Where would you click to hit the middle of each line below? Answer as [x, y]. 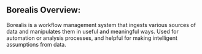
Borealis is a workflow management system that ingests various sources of [101, 25]
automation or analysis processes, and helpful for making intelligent [92, 38]
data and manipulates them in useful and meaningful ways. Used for [93, 31]
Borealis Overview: [44, 10]
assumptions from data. [36, 44]
